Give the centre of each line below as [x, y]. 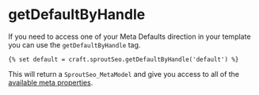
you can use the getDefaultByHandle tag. [74, 44]
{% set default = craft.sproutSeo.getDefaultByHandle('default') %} [124, 59]
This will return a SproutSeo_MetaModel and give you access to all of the [124, 74]
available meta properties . [51, 82]
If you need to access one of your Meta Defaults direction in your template [129, 36]
